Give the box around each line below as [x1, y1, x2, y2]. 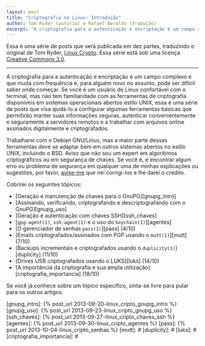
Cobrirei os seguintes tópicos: [6, 181, 82, 188]
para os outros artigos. [6, 289, 64, 296]
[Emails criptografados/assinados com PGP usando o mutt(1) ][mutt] [15, 231, 187, 239]
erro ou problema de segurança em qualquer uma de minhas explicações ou [6, 163, 198, 170]
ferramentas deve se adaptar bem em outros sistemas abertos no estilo [6, 143, 186, 150]
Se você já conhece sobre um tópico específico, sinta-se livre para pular [6, 282, 189, 289]
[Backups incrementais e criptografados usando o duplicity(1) [15, 244, 176, 252]
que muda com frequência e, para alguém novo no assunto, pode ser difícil [6, 80, 195, 87]
